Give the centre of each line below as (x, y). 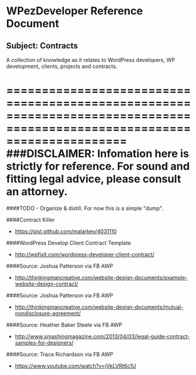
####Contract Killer (30, 219)
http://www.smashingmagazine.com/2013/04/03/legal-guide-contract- (102, 336)
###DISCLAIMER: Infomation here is (98, 154)
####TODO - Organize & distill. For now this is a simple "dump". (85, 208)
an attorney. (37, 192)
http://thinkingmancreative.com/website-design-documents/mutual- (99, 307)
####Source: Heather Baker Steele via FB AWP (64, 325)
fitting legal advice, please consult (94, 179)
